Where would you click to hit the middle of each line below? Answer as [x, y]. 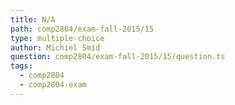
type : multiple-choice [57, 38]
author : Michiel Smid [55, 47]
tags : [21, 66]
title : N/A [33, 19]
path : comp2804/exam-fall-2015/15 [82, 29]
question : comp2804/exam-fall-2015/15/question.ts [118, 57]
